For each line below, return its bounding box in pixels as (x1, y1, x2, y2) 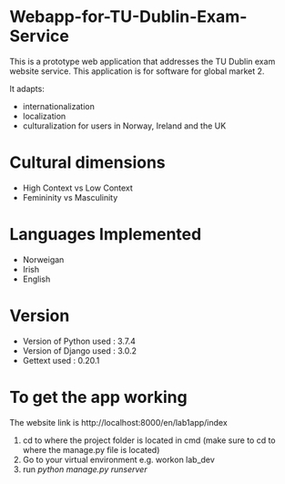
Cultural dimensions (9, 152, 166, 173)
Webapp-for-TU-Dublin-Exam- (9, 6, 248, 27)
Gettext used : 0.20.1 (22, 355, 100, 366)
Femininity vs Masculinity (22, 191, 118, 202)
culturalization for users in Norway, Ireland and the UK (22, 120, 227, 131)
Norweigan (22, 253, 65, 265)
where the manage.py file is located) (22, 444, 160, 455)
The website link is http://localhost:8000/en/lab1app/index (9, 417, 228, 427)
